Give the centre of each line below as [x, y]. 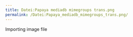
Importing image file [26, 29]
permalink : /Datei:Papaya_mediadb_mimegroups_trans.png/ [67, 15]
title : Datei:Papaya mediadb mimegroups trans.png [60, 10]
